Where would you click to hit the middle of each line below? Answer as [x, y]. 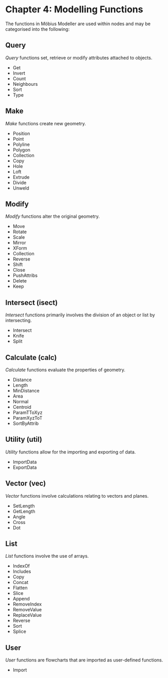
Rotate [20, 232]
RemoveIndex [27, 604]
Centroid [22, 407]
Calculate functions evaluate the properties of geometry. [66, 370]
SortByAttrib [26, 423]
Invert [19, 73]
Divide [20, 182]
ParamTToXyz [27, 412]
